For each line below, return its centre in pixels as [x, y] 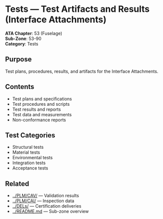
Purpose [19, 60]
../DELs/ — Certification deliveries [47, 206]
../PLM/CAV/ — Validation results [45, 196]
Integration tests [29, 163]
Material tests [26, 152]
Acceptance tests [30, 168]
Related [17, 184]
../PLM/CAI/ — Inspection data [43, 201]
